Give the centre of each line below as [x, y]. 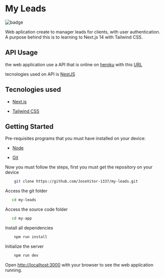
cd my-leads [24, 200]
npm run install [31, 237]
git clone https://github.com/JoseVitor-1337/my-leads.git [76, 181]
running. [14, 270]
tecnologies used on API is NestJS [40, 74]
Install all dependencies [29, 228]
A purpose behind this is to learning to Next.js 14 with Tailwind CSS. [74, 37]
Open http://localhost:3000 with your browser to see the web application [79, 265]
